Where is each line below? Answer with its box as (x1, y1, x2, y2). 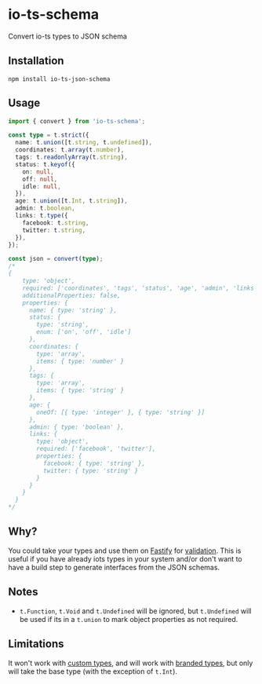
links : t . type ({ (15, 212, 68, 220)
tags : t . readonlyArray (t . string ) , (15, 153, 128, 162)
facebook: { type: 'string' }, (42, 459, 146, 467)
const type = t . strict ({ (8, 131, 89, 139)
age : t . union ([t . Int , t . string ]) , (15, 197, 128, 205)
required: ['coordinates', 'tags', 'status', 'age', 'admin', (22, 284, 230, 292)
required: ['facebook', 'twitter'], (36, 445, 156, 453)
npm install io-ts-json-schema (8, 75, 111, 83)
